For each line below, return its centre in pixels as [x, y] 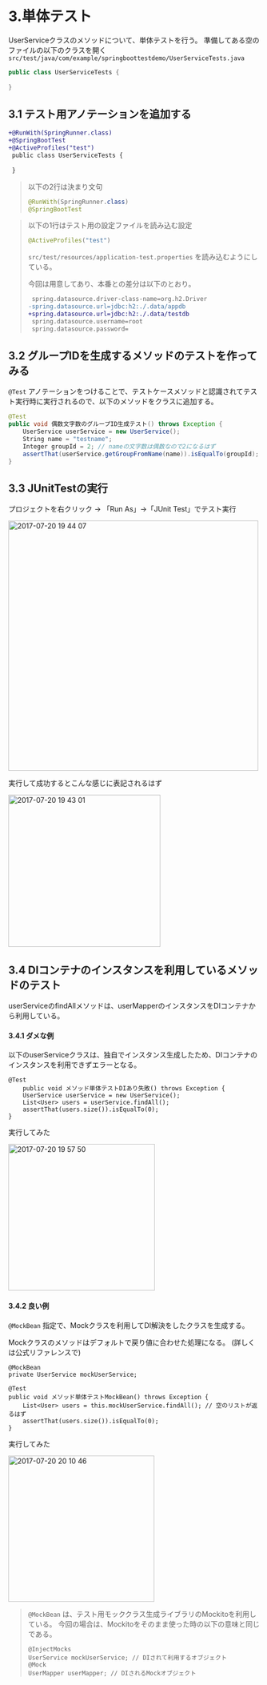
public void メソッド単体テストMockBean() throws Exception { [109, 1397]
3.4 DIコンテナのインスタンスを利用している [118, 970]
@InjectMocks [50, 1649]
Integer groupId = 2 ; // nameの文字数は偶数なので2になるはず [119, 446]
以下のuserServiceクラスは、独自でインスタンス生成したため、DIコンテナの [133, 1055]
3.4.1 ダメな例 [31, 1035]
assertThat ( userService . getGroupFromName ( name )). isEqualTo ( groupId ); [141, 454]
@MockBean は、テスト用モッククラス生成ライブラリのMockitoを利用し [142, 1614]
